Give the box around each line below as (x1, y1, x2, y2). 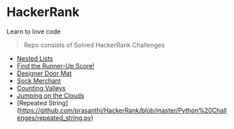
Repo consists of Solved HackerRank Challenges (23, 40, 165, 49)
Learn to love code (6, 27, 61, 36)
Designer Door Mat (16, 69, 72, 77)
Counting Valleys (16, 84, 66, 92)
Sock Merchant (16, 76, 61, 84)
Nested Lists (16, 54, 53, 63)
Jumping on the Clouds (16, 91, 85, 100)
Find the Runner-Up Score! (16, 61, 95, 70)
